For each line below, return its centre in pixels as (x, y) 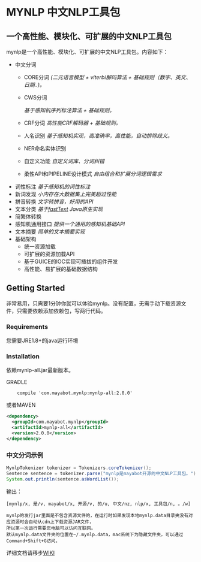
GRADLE (17, 382)
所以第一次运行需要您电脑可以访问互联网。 (51, 528)
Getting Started (36, 288)
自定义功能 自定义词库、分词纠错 (64, 161)
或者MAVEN (21, 405)
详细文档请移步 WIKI (31, 552)
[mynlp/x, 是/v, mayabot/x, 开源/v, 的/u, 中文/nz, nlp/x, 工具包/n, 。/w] (98, 504)
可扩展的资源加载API (49, 254)
